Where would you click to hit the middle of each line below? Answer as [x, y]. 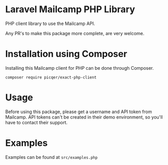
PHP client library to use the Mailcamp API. [50, 23]
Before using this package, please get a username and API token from [79, 112]
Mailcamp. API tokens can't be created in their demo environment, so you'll [84, 117]
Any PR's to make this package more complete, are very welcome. [75, 33]
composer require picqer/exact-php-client [51, 77]
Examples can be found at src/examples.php [51, 157]
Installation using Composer [66, 54]
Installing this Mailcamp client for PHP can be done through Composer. [80, 68]
